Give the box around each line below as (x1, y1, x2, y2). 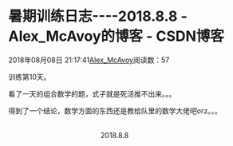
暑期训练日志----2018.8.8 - (8, 7, 188, 26)
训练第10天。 (8, 72, 51, 81)
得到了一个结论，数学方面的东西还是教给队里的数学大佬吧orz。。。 (8, 105, 222, 116)
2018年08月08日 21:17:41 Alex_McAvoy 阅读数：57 (8, 55, 170, 65)
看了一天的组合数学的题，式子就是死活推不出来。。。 (8, 89, 176, 98)
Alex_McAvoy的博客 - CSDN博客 (8, 27, 225, 45)
